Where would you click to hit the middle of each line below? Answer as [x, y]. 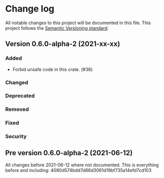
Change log [30, 9]
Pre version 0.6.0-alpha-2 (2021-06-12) [69, 153]
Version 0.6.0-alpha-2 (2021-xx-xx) [63, 44]
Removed [17, 109]
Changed [17, 82]
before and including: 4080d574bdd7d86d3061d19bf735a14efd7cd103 [78, 170]
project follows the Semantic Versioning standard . [57, 28]
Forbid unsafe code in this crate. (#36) [52, 69]
